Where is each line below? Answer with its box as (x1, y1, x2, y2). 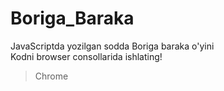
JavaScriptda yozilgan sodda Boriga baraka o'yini (10, 40, 215, 52)
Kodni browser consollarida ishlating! (10, 50, 163, 62)
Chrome (34, 70, 69, 82)
